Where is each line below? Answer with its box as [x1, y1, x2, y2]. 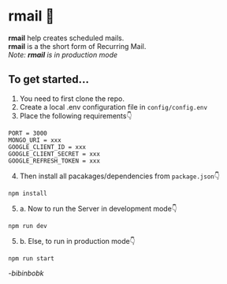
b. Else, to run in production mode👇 [19, 236, 136, 245]
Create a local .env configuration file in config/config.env [19, 102, 207, 111]
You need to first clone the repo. [19, 94, 125, 103]
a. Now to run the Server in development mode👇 [19, 204, 177, 213]
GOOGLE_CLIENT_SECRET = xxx [8, 150, 101, 158]
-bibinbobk [8, 268, 44, 278]
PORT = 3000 [8, 129, 47, 137]
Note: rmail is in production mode [8, 50, 118, 59]
